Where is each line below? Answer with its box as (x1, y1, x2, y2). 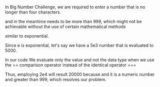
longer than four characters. (5, 9, 62, 15)
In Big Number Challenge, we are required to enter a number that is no (5, 4, 145, 10)
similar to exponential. (5, 33, 49, 39)
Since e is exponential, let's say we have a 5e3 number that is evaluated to (5, 43, 154, 48)
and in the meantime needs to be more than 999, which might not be (5, 19, 142, 24)
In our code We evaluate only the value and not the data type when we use (5, 57, 155, 62)
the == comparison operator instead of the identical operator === (5, 62, 137, 68)
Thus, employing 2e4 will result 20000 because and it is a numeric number (5, 72, 155, 77)
